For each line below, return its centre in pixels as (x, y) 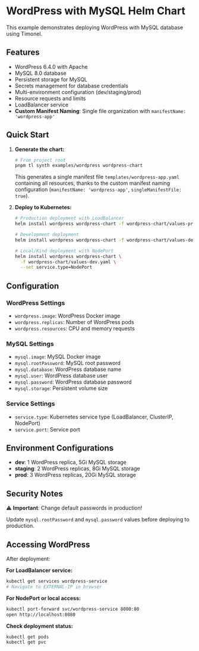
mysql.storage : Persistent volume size (61, 388)
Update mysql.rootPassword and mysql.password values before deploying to (98, 520)
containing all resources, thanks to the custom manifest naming (92, 183)
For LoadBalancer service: (40, 570)
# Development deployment (47, 235)
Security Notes (35, 494)
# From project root (40, 160)
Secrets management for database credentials (72, 86)
